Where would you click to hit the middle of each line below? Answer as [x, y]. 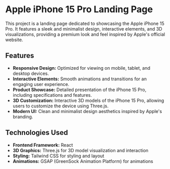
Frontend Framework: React [43, 145]
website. [14, 40]
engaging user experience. [41, 84]
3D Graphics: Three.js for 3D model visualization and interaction [81, 150]
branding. [23, 117]
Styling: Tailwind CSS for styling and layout [58, 156]
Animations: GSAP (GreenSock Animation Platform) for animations [83, 161]
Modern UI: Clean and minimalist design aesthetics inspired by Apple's [87, 111]
